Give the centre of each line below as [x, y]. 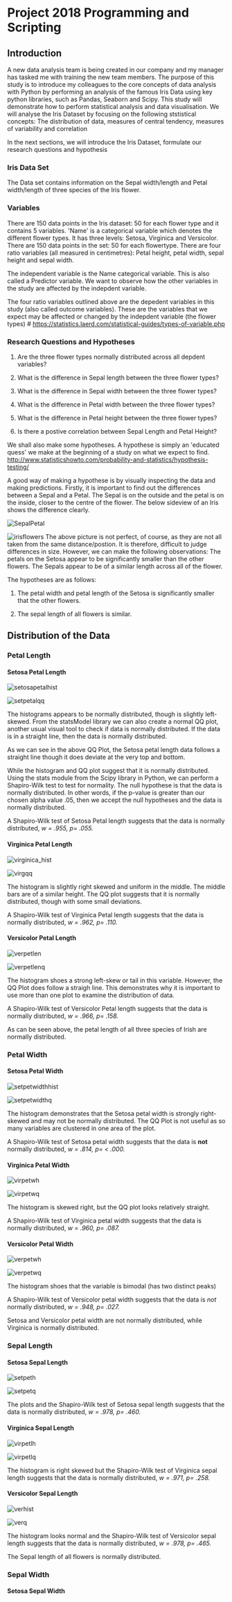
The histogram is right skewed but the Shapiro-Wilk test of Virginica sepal [112, 1470]
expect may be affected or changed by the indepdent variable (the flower [112, 316]
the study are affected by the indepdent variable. [77, 288]
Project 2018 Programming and [98, 13]
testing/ [18, 467]
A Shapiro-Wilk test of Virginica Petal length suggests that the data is [106, 914]
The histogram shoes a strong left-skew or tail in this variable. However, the [115, 980]
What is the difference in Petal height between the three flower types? [117, 418]
